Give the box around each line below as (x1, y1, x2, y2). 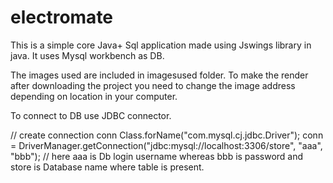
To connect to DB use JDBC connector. (10, 109, 172, 121)
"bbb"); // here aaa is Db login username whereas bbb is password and (10, 150, 304, 162)
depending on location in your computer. (10, 90, 178, 102)
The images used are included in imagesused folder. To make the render (10, 69, 309, 81)
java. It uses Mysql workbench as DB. (10, 49, 165, 61)
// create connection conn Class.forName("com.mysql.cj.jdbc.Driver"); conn (10, 129, 324, 141)
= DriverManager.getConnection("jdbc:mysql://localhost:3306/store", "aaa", (10, 139, 323, 151)
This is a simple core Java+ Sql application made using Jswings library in (10, 39, 312, 51)
